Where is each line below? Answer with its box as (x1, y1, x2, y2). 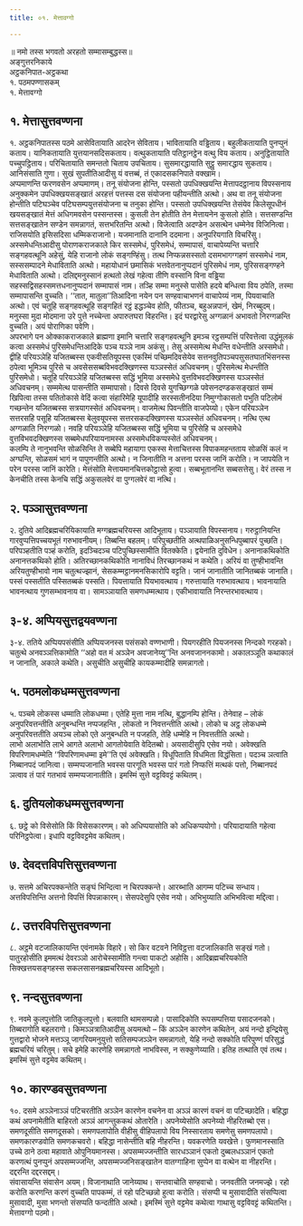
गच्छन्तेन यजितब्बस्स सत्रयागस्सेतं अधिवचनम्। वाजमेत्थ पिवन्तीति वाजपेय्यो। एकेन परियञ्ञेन (9, 402, 269, 413)
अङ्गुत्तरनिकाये (9, 56, 52, 67)
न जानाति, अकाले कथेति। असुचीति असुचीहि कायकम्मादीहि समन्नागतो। (9, 658, 210, 669)
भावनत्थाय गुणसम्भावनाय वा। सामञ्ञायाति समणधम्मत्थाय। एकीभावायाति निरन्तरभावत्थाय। (9, 586, 264, 597)
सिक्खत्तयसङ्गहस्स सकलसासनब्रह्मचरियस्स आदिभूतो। (9, 962, 166, 974)
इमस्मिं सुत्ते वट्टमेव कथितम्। (9, 1055, 88, 1066)
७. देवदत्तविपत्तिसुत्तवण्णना (9, 857, 117, 873)
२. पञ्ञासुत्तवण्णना (9, 500, 88, 516)
